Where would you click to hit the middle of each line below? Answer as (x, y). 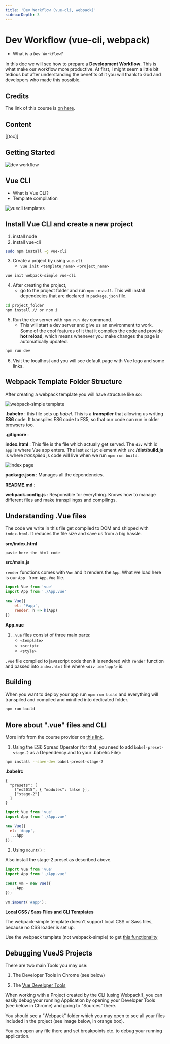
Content (19, 124)
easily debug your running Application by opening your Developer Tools (80, 1000)
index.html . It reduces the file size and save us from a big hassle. (74, 533)
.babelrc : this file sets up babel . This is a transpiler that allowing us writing (84, 414)
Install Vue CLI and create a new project (69, 224)
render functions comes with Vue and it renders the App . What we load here (83, 572)
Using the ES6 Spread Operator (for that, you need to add (73, 747)
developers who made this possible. (43, 80)
